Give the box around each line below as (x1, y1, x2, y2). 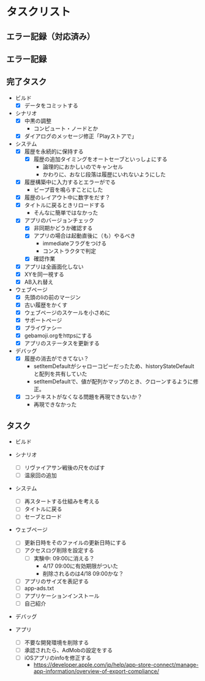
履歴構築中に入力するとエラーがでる (24, 178, 116, 186)
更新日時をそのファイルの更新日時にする (24, 539, 127, 546)
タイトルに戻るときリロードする (24, 201, 105, 209)
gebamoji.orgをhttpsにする (24, 332, 92, 339)
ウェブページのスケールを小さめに (24, 309, 111, 316)
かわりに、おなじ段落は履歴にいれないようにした (42, 171, 166, 178)
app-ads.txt (24, 584, 54, 592)
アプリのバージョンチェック (24, 217, 95, 224)
